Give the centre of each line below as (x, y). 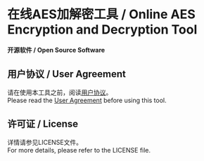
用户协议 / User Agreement (67, 74)
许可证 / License (43, 124)
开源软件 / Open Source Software (56, 50)
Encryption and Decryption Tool (102, 30)
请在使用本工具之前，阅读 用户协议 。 (60, 92)
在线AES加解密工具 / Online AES (101, 14)
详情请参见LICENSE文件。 (45, 142)
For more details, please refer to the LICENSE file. (79, 150)
